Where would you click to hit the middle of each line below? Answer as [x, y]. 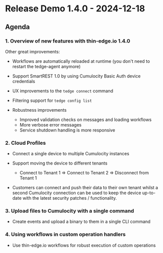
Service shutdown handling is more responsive [67, 130]
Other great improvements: [33, 51]
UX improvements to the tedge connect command [63, 91]
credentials [24, 81]
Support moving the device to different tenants [60, 163]
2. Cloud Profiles [25, 143]
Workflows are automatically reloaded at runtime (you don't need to [81, 61]
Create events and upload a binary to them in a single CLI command [81, 222]
